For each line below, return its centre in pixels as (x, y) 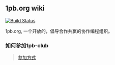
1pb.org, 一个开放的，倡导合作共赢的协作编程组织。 (59, 31)
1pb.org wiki (25, 8)
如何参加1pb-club (27, 45)
